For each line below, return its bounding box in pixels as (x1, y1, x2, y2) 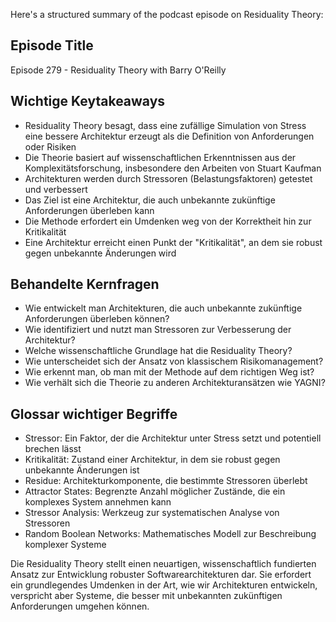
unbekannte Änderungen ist (24, 464, 140, 476)
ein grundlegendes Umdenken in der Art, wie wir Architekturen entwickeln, (10, 579, 318, 591)
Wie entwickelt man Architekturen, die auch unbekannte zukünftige (24, 302, 303, 314)
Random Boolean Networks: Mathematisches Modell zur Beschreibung (24, 528, 317, 540)
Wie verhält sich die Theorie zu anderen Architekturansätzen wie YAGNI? (24, 377, 326, 389)
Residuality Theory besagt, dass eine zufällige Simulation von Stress (24, 119, 307, 131)
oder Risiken (24, 140, 77, 153)
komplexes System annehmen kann (24, 496, 172, 508)
